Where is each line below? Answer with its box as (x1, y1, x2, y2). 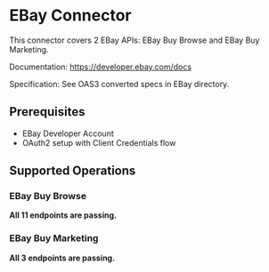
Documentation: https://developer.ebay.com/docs (9, 61, 192, 72)
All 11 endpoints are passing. (9, 210, 118, 220)
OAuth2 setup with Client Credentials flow (21, 137, 176, 148)
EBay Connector (9, 5, 132, 26)
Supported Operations (9, 164, 136, 179)
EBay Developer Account (21, 128, 114, 139)
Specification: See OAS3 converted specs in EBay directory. (9, 78, 230, 89)
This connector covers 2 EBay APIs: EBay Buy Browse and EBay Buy (9, 35, 260, 45)
